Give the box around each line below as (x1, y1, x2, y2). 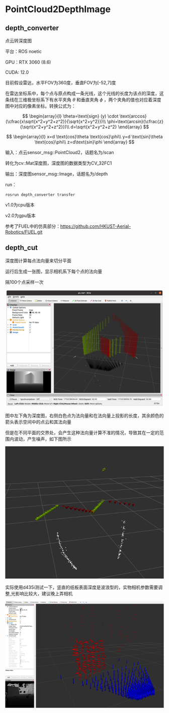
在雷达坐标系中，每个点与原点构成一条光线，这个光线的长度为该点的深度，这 (5, 90, 164, 96)
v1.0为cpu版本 (5, 202, 35, 208)
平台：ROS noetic (5, 48, 42, 54)
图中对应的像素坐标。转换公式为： (5, 103, 76, 109)
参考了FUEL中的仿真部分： (5, 223, 61, 229)
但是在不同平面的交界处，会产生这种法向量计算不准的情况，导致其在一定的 (5, 429, 159, 435)
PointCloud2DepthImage (5, 4, 111, 15)
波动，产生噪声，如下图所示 (14, 436, 71, 442)
